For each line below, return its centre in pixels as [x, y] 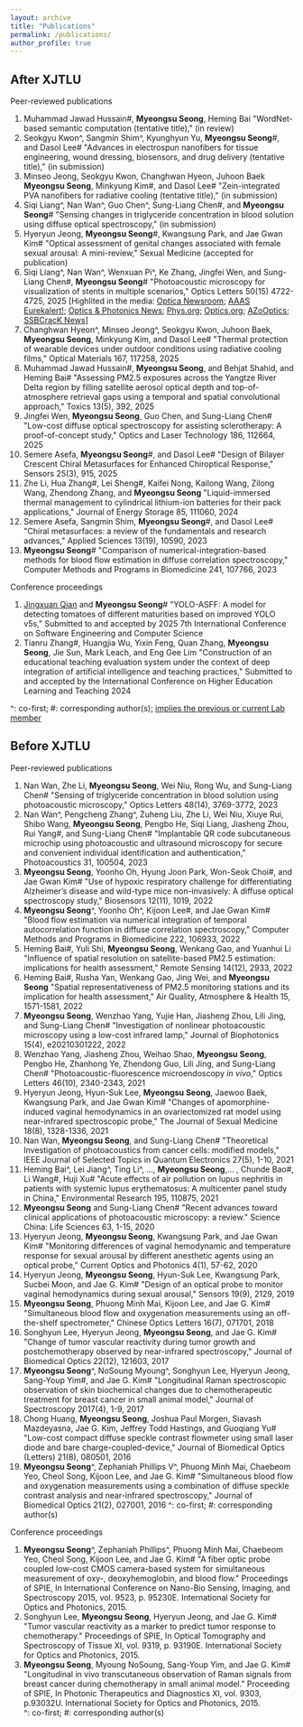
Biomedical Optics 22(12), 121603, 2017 [96, 1360]
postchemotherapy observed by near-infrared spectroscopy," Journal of [157, 1351]
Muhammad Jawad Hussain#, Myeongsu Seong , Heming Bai [137, 119]
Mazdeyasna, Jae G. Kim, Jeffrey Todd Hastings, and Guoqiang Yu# [150, 1428]
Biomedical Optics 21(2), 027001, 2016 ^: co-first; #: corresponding [148, 1505]
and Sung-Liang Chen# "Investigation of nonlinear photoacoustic [144, 1025]
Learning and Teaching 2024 [77, 691]
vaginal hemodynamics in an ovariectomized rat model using [169, 1111]
